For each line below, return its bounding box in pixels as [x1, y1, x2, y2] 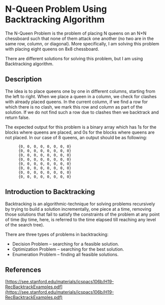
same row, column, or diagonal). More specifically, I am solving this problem [5, 40, 160, 46]
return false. [5, 114, 30, 120]
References [5, 266, 41, 274]
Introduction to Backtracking [5, 188, 95, 196]
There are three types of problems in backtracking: [5, 231, 109, 237]
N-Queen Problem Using [5, 3, 107, 15]
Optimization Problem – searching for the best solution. [12, 246, 124, 252]
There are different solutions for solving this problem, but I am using [5, 55, 143, 61]
